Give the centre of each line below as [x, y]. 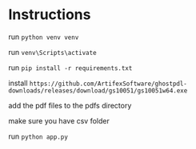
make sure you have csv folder [59, 120]
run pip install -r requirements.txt [70, 67]
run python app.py [38, 136]
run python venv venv [44, 37]
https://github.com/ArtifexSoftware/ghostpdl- [108, 84]
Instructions [50, 15]
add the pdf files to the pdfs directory [70, 105]
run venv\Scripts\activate [53, 52]
